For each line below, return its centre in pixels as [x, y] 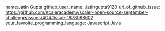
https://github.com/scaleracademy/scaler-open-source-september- [77, 12]
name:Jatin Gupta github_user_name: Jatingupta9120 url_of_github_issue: [83, 7]
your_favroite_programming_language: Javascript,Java [63, 23]
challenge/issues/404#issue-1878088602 [49, 18]
